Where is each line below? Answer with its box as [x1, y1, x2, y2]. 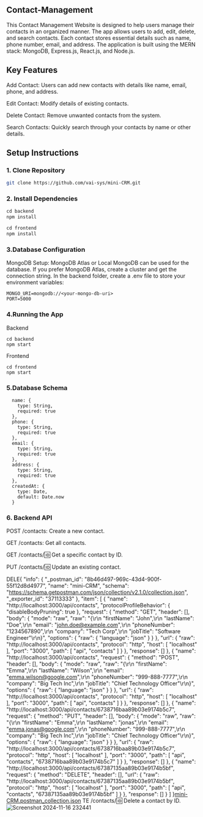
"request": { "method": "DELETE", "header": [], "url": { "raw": [6, 771, 160, 778]
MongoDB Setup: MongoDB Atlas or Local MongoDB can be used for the [6, 259, 190, 267]
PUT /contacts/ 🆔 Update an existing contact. [6, 563, 121, 571]
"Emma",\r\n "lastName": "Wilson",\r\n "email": [6, 667, 124, 674]
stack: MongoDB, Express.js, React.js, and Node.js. [6, 47, 135, 55]
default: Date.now [17, 493, 64, 500]
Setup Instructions [6, 148, 79, 158]
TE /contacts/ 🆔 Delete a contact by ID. [82, 797, 182, 805]
